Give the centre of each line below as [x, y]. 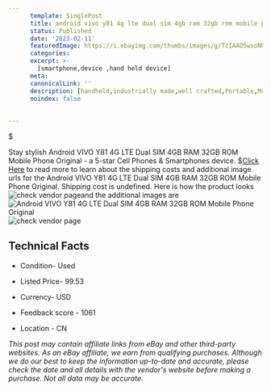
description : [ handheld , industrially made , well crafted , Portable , [144, 91]
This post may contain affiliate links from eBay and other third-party [122, 343]
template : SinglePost [66, 16]
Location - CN [43, 328]
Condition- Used [48, 265]
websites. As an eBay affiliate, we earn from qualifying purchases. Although [135, 352]
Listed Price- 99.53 [52, 281]
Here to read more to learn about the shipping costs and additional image [130, 169]
